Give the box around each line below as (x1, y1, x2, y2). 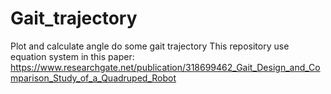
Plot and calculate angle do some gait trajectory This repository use (10, 40, 290, 52)
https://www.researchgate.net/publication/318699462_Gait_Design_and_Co (10, 61, 321, 73)
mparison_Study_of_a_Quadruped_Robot (10, 72, 177, 84)
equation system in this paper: (10, 50, 135, 62)
